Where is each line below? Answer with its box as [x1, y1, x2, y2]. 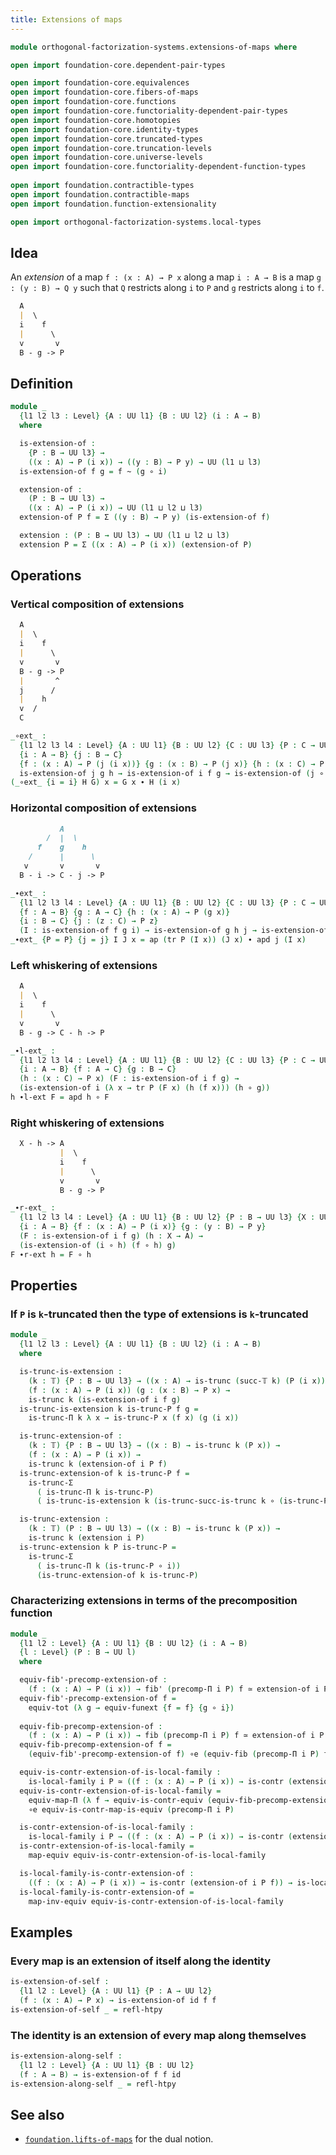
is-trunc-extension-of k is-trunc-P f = [19, 1468, 190, 1478]
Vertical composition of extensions [10, 597, 185, 611]
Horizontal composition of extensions [10, 801, 197, 815]
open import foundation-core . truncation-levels [10, 143, 213, 153]
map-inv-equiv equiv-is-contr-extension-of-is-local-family [28, 1896, 284, 1906]
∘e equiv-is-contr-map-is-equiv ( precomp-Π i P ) [28, 1804, 235, 1815]
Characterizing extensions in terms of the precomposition [10, 1594, 298, 1608]
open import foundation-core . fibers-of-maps [10, 87, 199, 98]
